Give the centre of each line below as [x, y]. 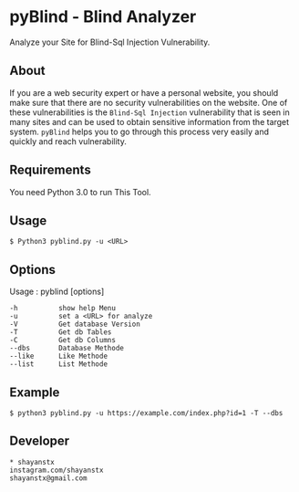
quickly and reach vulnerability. [68, 141]
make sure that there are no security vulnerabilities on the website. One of [149, 102]
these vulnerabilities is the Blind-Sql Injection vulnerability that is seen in [149, 112]
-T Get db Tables [61, 332]
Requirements [50, 170]
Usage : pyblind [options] [57, 292]
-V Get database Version [75, 325]
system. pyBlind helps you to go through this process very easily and [139, 131]
